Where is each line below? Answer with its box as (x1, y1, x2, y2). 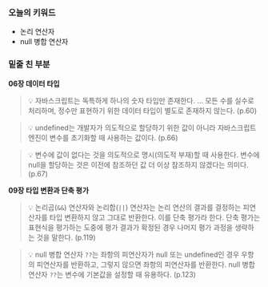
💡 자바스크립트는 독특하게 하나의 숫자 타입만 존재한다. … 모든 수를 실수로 (27, 95, 254, 105)
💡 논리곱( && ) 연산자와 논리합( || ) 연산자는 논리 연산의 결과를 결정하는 (27, 202, 242, 212)
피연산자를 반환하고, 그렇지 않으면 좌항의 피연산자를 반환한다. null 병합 (36, 259, 256, 269)
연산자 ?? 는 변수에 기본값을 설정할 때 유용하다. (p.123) (27, 269, 196, 279)
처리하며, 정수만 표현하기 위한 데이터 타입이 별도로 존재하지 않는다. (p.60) (27, 106, 258, 115)
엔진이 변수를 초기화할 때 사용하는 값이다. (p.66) (27, 132, 178, 142)
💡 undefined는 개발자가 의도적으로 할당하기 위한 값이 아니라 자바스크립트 (27, 123, 257, 132)
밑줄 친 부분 (8, 59, 50, 70)
